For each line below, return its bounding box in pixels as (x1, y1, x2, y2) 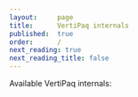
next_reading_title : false (9, 54, 110, 63)
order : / (9, 37, 62, 47)
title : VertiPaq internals (9, 21, 129, 30)
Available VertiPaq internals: (9, 78, 112, 88)
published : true (9, 29, 74, 38)
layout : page (9, 12, 74, 22)
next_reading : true (9, 46, 82, 55)
